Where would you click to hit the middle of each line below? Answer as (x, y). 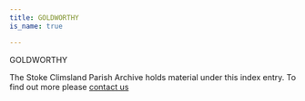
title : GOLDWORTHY (44, 18)
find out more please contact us (69, 87)
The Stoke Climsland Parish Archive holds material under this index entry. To (153, 77)
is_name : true (36, 26)
